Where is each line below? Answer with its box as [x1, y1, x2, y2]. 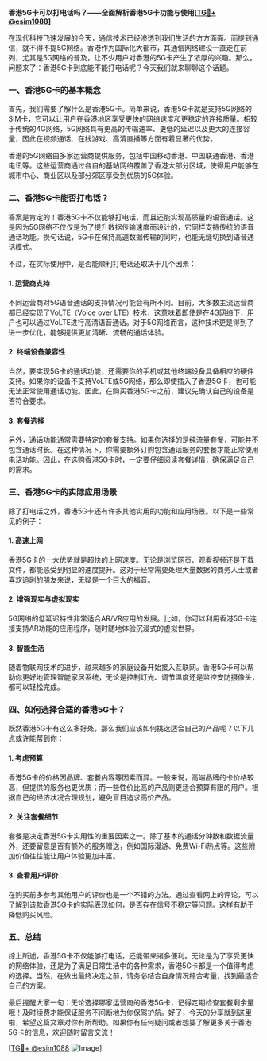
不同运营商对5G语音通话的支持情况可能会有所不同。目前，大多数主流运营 [8, 297, 248, 307]
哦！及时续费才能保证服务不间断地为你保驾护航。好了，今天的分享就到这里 [8, 1008, 252, 1017]
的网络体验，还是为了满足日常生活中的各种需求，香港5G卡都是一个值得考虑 [8, 961, 254, 970]
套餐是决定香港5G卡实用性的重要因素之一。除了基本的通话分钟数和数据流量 [8, 831, 254, 841]
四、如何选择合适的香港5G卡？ [8, 704, 126, 715]
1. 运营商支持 [8, 278, 50, 288]
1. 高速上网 [8, 536, 44, 545]
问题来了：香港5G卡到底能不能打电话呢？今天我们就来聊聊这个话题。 [8, 63, 234, 72]
